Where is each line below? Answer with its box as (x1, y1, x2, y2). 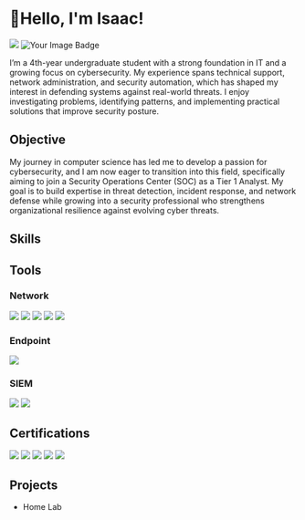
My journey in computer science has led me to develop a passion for (9, 156, 268, 167)
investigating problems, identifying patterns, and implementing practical (9, 96, 280, 107)
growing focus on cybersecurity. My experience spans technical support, (9, 67, 285, 78)
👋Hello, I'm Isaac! (9, 8, 144, 29)
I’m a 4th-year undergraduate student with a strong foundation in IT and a (9, 57, 287, 68)
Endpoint (9, 334, 51, 347)
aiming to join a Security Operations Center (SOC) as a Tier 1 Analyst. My (9, 175, 284, 186)
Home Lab (22, 502, 62, 513)
